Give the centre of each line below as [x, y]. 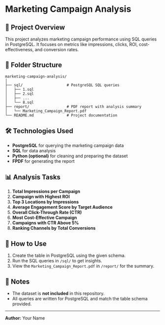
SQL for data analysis [34, 150]
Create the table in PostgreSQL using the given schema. [69, 255]
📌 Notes [17, 281]
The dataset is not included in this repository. [58, 293]
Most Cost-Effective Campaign [44, 217]
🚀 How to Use [26, 243]
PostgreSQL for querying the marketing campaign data [68, 145]
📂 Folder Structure [34, 65]
